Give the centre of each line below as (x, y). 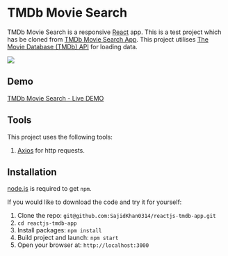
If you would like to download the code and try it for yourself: (95, 202)
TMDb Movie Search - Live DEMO (56, 98)
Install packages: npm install (59, 230)
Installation (32, 172)
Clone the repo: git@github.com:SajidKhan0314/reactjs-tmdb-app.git (117, 216)
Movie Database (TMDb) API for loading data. (72, 46)
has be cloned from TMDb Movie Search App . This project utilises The (108, 39)
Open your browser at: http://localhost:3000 (83, 245)
